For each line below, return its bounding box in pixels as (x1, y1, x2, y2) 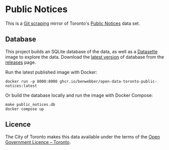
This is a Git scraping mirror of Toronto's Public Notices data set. (5, 20, 140, 26)
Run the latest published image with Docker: (5, 69, 97, 75)
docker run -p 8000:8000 (5, 79, 58, 84)
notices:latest (5, 83, 37, 88)
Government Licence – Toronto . (5, 139, 71, 145)
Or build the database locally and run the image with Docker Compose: (5, 92, 153, 98)
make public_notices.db (5, 102, 56, 107)
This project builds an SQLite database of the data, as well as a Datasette (5, 48, 158, 54)
